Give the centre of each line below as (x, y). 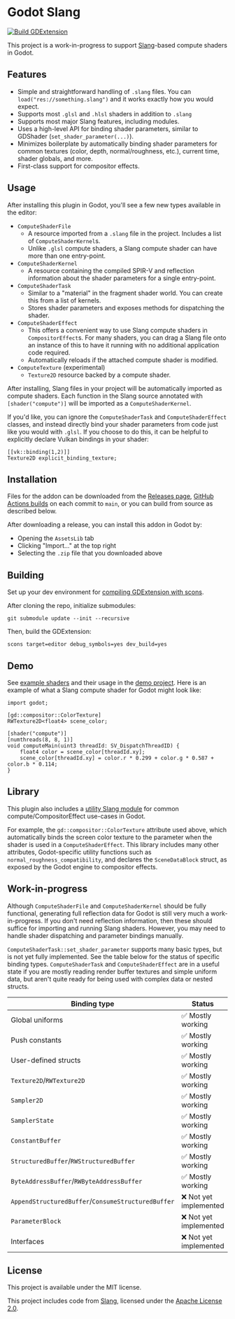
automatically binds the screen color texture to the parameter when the (110, 837)
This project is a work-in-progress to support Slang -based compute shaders (117, 45)
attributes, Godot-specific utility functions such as (79, 852)
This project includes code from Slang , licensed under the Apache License (115, 1301)
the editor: (22, 212)
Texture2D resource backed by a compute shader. (99, 375)
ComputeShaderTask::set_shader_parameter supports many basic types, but (115, 949)
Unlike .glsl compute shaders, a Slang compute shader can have (122, 248)
